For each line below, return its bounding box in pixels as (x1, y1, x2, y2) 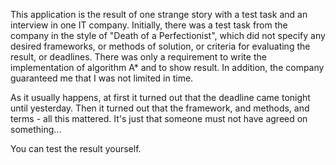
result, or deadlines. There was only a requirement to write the (10, 51, 267, 63)
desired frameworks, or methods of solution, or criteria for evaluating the (10, 40, 311, 52)
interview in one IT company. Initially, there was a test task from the (10, 19, 288, 31)
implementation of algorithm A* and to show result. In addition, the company (10, 62, 325, 73)
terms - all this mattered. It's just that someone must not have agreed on (10, 113, 308, 124)
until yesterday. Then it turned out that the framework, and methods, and (10, 102, 310, 114)
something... (10, 124, 62, 135)
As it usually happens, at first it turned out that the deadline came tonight (10, 92, 311, 103)
